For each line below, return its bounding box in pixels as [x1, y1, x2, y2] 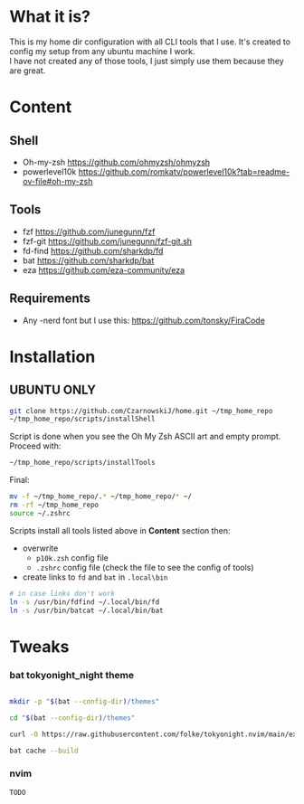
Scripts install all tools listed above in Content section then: [9, 525, 231, 535]
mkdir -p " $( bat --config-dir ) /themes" [9, 696, 160, 706]
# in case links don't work [9, 589, 116, 598]
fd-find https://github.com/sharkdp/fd [22, 245, 164, 256]
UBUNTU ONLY [9, 383, 97, 398]
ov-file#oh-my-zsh [22, 175, 93, 186]
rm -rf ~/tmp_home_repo [9, 500, 100, 510]
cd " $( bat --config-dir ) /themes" [9, 713, 136, 723]
